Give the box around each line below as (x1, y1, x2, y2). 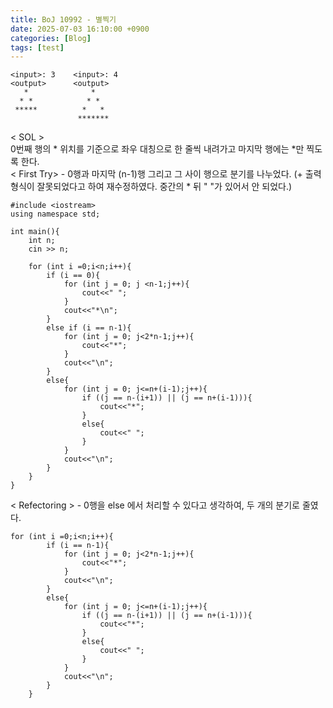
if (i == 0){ (46, 271, 101, 281)
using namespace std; (10, 209, 101, 220)
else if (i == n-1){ (46, 323, 132, 333)
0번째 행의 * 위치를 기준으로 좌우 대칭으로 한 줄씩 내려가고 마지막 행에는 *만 (10, 143, 305, 155)
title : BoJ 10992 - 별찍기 (10, 14, 117, 25)
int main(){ (10, 227, 60, 237)
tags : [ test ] (10, 42, 65, 53)
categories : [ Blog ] (10, 33, 92, 43)
